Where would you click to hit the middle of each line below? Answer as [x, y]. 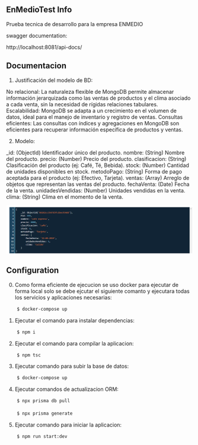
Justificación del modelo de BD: [54, 80]
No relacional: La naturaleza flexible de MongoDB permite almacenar [90, 91]
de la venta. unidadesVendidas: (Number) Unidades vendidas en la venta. [96, 190]
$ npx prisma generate [45, 414]
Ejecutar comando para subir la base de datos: [72, 366]
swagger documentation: [37, 36]
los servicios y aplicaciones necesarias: [63, 297]
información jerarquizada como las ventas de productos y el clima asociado [98, 98]
